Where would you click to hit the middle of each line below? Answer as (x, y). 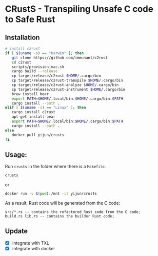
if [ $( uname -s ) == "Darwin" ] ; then (44, 53)
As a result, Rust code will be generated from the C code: (63, 203)
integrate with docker (33, 248)
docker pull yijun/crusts (38, 135)
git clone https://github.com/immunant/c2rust (60, 58)
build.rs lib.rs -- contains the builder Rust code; (60, 216)
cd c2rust (21, 62)
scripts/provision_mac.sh (38, 67)
